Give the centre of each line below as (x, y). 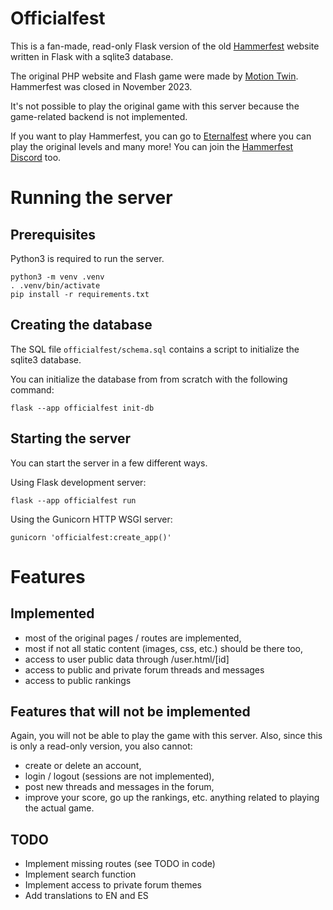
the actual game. (59, 808)
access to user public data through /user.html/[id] (127, 659)
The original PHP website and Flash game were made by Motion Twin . (154, 76)
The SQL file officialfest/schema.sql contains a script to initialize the (155, 349)
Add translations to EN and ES (86, 896)
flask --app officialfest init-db (82, 408)
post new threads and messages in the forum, (119, 787)
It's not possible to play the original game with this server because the (155, 106)
